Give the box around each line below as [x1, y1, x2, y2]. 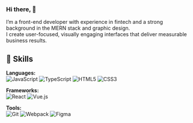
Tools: [6, 104, 22, 111]
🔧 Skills [6, 54, 33, 64]
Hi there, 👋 [6, 5, 37, 13]
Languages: [6, 69, 36, 76]
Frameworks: [6, 87, 39, 94]
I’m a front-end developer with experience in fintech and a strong [6, 19, 163, 26]
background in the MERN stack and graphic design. [6, 24, 130, 31]
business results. [6, 37, 47, 44]
